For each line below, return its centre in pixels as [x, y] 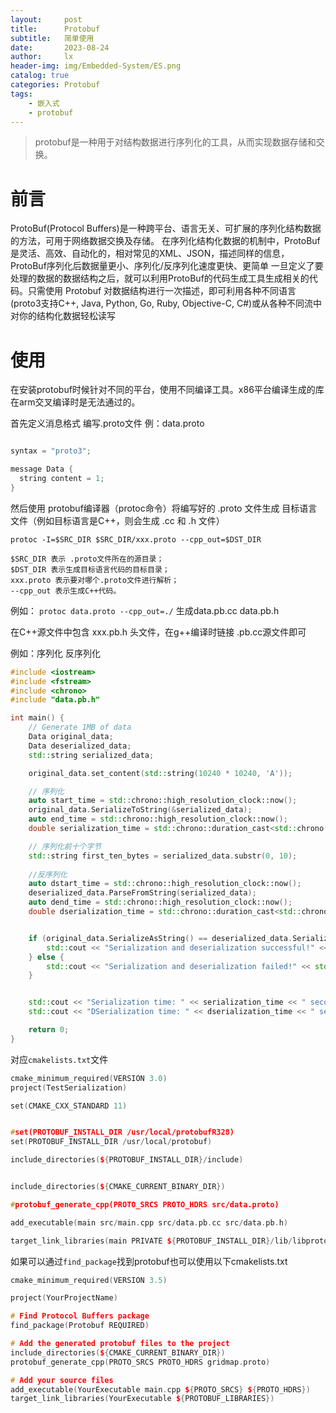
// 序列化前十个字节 [65, 846]
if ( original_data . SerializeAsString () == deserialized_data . [160, 938]
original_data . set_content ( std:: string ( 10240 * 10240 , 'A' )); [160, 773]
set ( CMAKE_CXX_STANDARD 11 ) [69, 1106]
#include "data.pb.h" [55, 700]
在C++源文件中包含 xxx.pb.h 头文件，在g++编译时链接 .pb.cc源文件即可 [158, 632]
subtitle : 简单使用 [52, 38]
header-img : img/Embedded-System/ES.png [96, 66]
